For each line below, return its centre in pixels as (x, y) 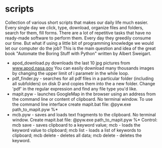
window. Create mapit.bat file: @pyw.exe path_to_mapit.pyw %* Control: (85, 120)
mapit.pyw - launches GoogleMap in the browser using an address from (84, 94)
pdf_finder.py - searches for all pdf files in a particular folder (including (83, 78)
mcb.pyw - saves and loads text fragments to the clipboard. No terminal (84, 114)
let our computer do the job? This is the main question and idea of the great (81, 48)
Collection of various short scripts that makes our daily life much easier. (77, 22)
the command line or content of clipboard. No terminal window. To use (82, 99)
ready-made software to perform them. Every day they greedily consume (78, 38)
